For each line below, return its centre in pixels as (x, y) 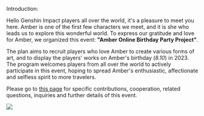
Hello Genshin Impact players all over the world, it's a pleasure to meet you (100, 20)
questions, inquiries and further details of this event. (72, 95)
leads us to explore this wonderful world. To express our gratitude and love (100, 33)
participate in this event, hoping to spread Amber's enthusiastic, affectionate (102, 71)
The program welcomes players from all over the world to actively (89, 64)
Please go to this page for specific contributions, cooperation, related (93, 89)
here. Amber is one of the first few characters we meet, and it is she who (98, 27)
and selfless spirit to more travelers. (51, 77)
